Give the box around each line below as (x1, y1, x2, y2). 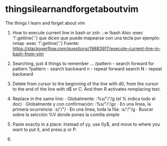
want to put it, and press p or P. (12, 126, 77, 133)
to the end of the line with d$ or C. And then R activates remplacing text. (12, 86, 161, 92)
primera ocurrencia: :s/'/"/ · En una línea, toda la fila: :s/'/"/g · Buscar (12, 106, 154, 112)
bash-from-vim (12, 51, 44, 57)
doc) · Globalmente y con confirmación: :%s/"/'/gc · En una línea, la (12, 101, 151, 107)
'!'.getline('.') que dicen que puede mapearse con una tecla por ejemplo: (12, 35, 161, 41)
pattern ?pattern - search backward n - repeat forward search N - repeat (12, 66, 162, 72)
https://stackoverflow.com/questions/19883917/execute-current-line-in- (12, 45, 161, 51)
